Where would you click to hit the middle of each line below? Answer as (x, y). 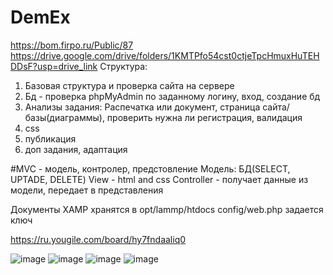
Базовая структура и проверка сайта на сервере (129, 85)
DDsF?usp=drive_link (54, 66)
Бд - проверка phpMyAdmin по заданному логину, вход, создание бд (172, 96)
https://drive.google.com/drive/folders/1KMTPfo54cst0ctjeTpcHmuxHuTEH (165, 55)
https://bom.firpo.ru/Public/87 (72, 45)
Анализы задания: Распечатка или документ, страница (142, 107)
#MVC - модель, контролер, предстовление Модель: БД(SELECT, (150, 168)
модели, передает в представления (87, 190)
